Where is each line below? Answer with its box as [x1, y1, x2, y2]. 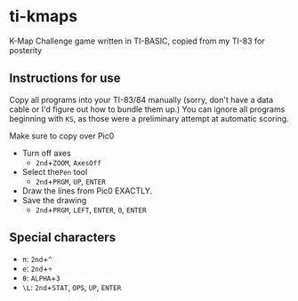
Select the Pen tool [21, 166, 88, 177]
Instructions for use [9, 71, 122, 86]
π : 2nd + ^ [21, 253, 52, 264]
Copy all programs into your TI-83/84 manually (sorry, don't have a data [9, 94, 274, 105]
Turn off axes [21, 147, 71, 158]
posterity [9, 44, 43, 55]
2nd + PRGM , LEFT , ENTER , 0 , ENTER [35, 204, 147, 215]
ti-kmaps [9, 6, 78, 27]
